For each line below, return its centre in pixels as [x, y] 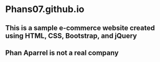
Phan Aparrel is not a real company [62, 53]
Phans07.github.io [45, 9]
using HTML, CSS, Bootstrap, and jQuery [71, 36]
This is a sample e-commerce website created [80, 28]
